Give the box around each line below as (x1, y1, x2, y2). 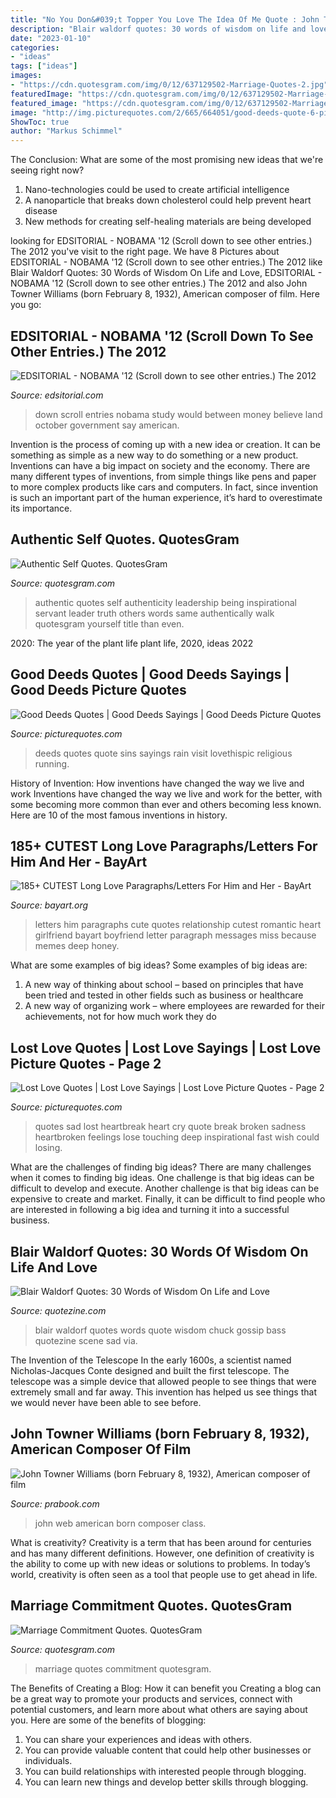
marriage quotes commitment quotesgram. (34, 1662, 212, 1675)
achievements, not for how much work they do (24, 1011, 217, 1023)
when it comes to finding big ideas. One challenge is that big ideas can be (10, 1172, 315, 1184)
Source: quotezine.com (10, 1305, 107, 1316)
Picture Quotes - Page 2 (10, 1055, 162, 1072)
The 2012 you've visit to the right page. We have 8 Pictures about (10, 246, 280, 258)
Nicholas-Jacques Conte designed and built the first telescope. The (10, 1365, 290, 1376)
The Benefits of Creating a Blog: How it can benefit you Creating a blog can (10, 1682, 322, 1694)
